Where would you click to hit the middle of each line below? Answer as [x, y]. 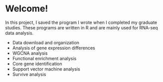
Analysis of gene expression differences [54, 48]
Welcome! [27, 9]
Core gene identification [37, 64]
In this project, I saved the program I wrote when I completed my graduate [81, 22]
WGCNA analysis [30, 53]
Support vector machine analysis [46, 69]
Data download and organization [46, 42]
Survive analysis [29, 74]
